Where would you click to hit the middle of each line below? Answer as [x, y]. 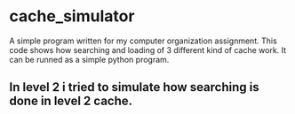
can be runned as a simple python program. [89, 59]
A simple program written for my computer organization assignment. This [143, 41]
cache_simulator [72, 16]
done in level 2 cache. [71, 101]
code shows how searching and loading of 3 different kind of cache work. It [148, 49]
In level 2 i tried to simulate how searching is [134, 87]
